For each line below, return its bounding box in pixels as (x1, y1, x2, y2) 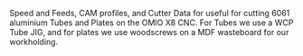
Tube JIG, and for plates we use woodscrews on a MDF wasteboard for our (9, 27, 289, 37)
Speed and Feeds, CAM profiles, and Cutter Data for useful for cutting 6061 (9, 8, 290, 18)
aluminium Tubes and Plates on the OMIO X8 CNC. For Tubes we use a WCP (9, 17, 294, 28)
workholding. (9, 36, 59, 47)
